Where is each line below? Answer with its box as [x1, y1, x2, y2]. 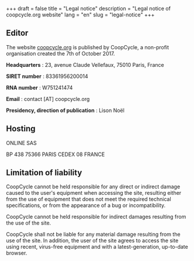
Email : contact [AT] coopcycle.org [6, 95, 90, 102]
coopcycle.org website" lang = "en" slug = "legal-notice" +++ [6, 11, 155, 18]
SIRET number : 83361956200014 [6, 73, 89, 80]
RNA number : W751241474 [6, 84, 73, 91]
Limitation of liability [6, 168, 82, 178]
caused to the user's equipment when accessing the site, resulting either [6, 189, 182, 196]
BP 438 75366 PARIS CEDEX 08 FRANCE [6, 151, 105, 158]
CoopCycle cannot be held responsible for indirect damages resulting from [6, 213, 186, 221]
